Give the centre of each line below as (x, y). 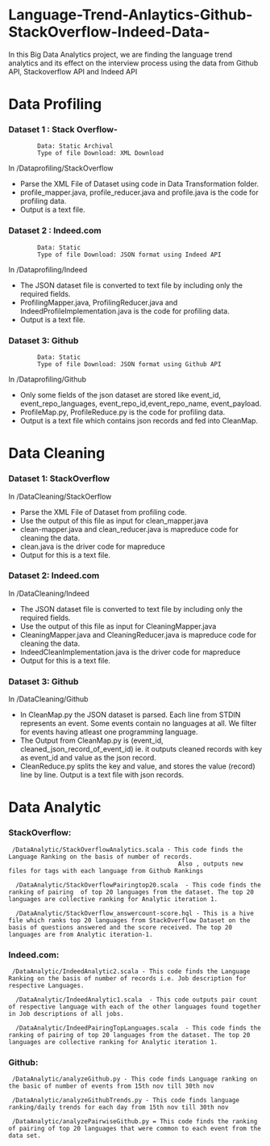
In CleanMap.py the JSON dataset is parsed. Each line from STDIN (130, 715)
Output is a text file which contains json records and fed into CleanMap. (139, 421)
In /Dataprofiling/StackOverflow (61, 168)
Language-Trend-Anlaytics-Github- (131, 15)
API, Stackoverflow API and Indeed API (73, 71)
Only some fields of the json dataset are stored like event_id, (120, 395)
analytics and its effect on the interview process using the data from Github (133, 63)
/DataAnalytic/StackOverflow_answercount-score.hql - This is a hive (135, 913)
